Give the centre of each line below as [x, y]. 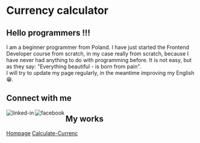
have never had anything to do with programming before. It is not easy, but [99, 60]
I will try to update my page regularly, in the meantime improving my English [100, 73]
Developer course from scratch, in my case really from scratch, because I [98, 54]
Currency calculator [57, 11]
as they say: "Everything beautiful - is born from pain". [74, 66]
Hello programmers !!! [48, 33]
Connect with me [39, 98]
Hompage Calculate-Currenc [42, 133]
